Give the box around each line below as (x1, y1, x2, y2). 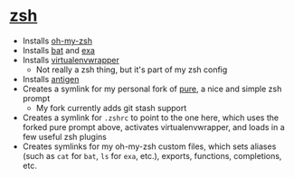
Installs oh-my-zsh (22, 35, 93, 46)
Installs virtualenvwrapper (22, 54, 119, 65)
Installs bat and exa (22, 44, 95, 55)
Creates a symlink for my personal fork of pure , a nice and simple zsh (22, 83, 282, 94)
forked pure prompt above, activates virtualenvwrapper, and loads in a (22, 121, 285, 132)
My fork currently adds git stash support (35, 102, 187, 113)
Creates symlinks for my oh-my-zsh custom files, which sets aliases (22, 141, 277, 152)
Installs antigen (22, 73, 80, 84)
